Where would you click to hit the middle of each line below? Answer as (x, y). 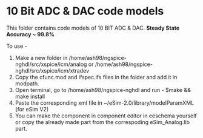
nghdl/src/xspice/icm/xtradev (52, 70)
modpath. (27, 84)
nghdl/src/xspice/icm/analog (51, 64)
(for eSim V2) (32, 109)
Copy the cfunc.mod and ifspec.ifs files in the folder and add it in (96, 77)
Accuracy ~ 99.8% (30, 34)
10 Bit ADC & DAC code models (85, 11)
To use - (17, 46)
